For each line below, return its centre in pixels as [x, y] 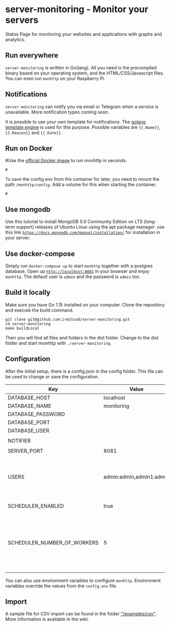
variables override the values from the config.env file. [61, 585]
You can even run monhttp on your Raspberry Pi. [55, 78]
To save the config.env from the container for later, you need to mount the [82, 179]
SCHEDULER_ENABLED [36, 506]
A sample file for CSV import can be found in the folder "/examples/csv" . [81, 614]
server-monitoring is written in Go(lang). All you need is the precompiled [81, 67]
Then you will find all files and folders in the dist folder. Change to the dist [82, 337]
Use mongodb [28, 209]
